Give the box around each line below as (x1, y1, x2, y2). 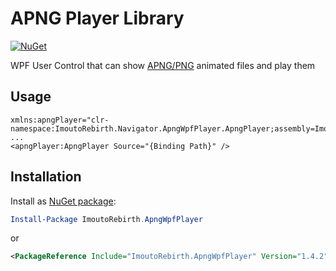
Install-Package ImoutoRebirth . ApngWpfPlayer (10, 214, 203, 224)
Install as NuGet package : (10, 195, 117, 207)
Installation (10, 168, 82, 186)
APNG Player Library (10, 7, 185, 30)
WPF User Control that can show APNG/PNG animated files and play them (10, 59, 316, 71)
